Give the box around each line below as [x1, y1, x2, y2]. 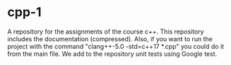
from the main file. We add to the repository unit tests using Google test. [7, 50, 218, 58]
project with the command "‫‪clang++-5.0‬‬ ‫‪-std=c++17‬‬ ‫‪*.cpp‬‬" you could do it [7, 42, 225, 50]
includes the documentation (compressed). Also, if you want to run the [7, 34, 213, 43]
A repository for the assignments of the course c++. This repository [7, 27, 204, 36]
